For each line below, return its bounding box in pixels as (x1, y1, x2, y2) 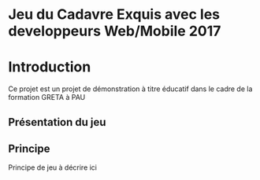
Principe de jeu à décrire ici (8, 163, 97, 172)
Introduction (8, 58, 91, 76)
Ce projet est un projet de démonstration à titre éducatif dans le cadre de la (8, 84, 253, 94)
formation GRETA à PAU (8, 93, 86, 102)
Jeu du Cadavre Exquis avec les (8, 6, 221, 24)
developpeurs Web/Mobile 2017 (8, 22, 221, 40)
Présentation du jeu (8, 116, 106, 129)
